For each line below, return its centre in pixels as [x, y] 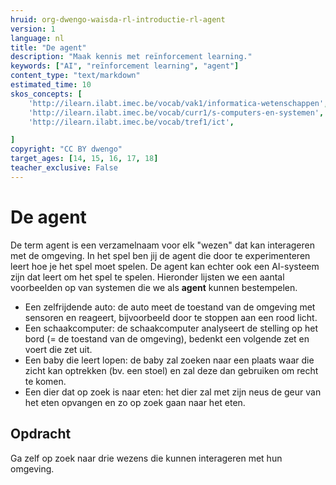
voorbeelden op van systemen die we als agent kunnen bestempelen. [154, 287]
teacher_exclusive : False [64, 168]
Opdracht [41, 434]
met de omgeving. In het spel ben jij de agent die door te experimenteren [160, 255]
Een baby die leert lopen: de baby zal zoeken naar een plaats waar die [169, 360]
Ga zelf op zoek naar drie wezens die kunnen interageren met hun [146, 458]
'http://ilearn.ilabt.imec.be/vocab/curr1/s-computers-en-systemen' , [176, 112]
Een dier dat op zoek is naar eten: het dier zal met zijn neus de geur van [173, 392]
